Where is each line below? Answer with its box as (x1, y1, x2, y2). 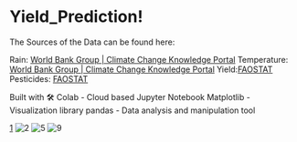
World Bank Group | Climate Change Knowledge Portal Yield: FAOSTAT (9, 64, 273, 75)
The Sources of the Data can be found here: (9, 36, 175, 47)
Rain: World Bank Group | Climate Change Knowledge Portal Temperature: (9, 54, 289, 65)
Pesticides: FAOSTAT (9, 73, 89, 84)
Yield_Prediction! (9, 6, 143, 27)
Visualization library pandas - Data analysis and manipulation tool (9, 105, 256, 116)
